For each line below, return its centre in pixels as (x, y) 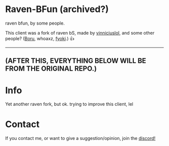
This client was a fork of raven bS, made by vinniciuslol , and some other (80, 33)
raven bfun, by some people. (35, 23)
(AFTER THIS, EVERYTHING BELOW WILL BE (76, 61)
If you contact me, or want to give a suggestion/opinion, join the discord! (80, 138)
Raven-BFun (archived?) (57, 9)
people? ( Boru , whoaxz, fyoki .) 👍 (40, 38)
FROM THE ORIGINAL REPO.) (51, 69)
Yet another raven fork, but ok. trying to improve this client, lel (69, 104)
